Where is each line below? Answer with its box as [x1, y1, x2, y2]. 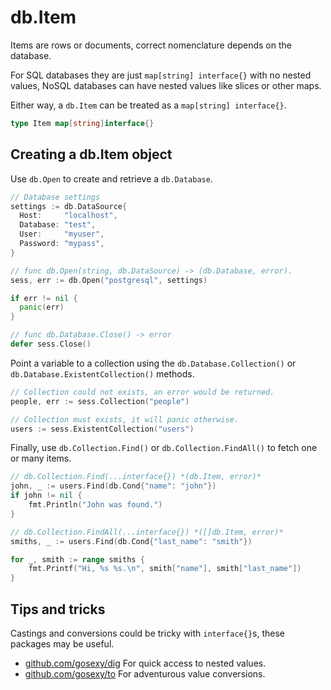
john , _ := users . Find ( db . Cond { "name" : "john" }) [10, 481, 217, 491]
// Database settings [10, 192, 101, 202]
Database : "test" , [19, 220, 97, 230]
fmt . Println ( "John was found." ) [28, 500, 163, 510]
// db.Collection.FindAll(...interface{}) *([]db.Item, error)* [10, 527, 284, 537]
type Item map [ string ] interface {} [10, 118, 155, 128]
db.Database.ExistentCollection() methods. [10, 367, 195, 380]
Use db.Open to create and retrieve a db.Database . [10, 172, 213, 185]
